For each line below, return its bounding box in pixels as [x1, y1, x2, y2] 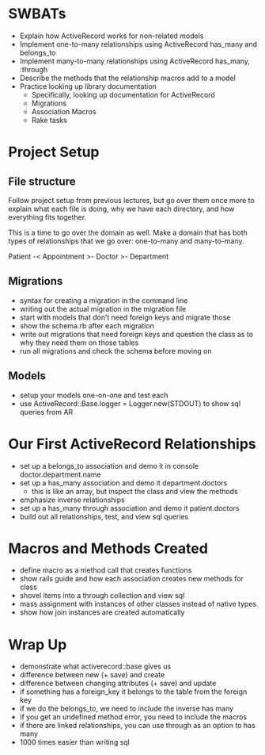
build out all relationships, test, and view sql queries [19, 512, 189, 521]
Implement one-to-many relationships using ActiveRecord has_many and [19, 39, 257, 48]
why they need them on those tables [19, 338, 139, 347]
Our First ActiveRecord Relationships [8, 435, 256, 453]
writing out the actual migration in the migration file [19, 304, 187, 313]
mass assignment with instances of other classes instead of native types [19, 600, 257, 609]
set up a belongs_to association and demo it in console [19, 461, 199, 470]
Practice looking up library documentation [19, 81, 157, 91]
